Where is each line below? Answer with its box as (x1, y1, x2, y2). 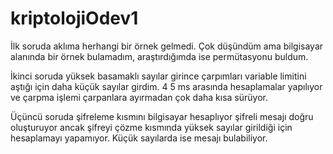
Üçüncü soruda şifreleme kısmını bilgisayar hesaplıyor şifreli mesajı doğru (10, 110, 314, 122)
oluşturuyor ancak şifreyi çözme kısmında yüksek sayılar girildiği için (10, 121, 293, 133)
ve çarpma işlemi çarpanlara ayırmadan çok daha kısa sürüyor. (10, 91, 268, 103)
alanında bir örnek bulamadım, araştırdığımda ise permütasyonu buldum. (10, 50, 309, 62)
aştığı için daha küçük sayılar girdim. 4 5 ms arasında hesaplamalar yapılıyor (10, 80, 323, 92)
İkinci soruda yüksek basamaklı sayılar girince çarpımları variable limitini (10, 70, 307, 82)
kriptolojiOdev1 (10, 7, 139, 30)
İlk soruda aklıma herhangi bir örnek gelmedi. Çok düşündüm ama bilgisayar (10, 40, 324, 52)
